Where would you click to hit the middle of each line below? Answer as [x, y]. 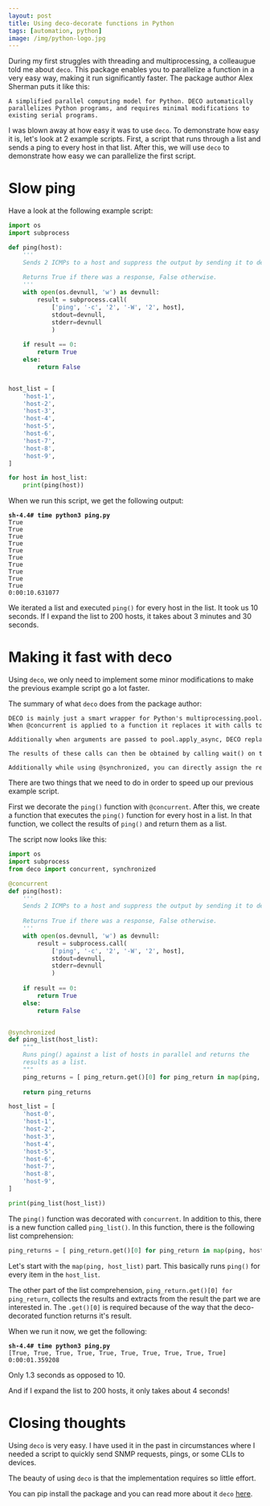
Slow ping [42, 189]
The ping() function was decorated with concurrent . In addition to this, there [135, 1218]
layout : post [30, 16]
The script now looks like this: [57, 839]
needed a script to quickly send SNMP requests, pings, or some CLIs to [127, 1454]
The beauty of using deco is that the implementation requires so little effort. [132, 1478]
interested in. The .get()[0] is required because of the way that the [121, 1307]
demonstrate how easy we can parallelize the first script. [102, 156]
